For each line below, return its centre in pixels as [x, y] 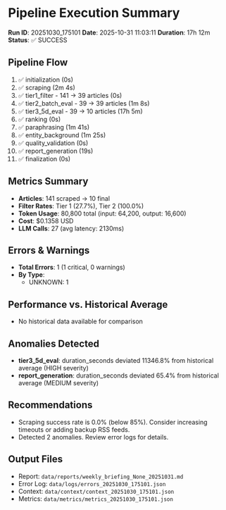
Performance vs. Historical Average [88, 304]
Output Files [35, 459]
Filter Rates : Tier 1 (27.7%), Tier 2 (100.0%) [81, 206]
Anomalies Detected [54, 343]
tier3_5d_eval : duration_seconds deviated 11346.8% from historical [116, 360]
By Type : [31, 275]
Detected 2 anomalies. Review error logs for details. [93, 437]
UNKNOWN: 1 [49, 282]
